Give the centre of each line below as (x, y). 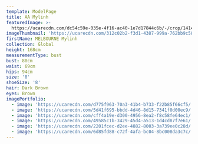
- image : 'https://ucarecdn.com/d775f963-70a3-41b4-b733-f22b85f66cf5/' (103, 104)
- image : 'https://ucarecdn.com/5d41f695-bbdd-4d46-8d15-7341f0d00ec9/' (103, 110)
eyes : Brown (21, 93)
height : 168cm (24, 50)
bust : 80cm (19, 61)
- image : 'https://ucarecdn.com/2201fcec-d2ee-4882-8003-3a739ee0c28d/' (103, 126)
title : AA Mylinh (27, 17)
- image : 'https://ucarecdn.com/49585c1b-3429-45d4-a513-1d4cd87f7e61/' (103, 121)
